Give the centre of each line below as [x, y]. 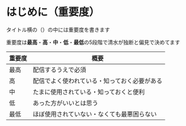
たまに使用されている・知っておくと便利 [89, 92]
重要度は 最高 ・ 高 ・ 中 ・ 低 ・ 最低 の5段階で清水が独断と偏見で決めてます [93, 42]
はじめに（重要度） [53, 12]
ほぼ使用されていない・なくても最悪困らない [95, 114]
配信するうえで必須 [60, 70]
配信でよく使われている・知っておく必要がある [98, 80]
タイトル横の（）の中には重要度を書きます [58, 30]
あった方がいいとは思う [66, 103]
